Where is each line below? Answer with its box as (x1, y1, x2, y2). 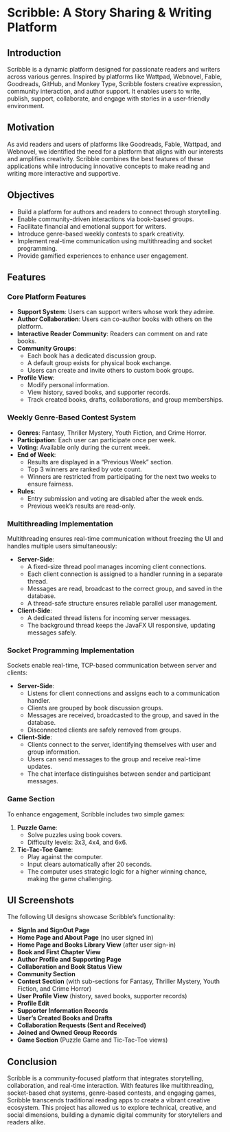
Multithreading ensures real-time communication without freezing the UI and (7, 534, 224, 542)
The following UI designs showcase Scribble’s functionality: (7, 913, 176, 921)
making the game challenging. (27, 874, 113, 883)
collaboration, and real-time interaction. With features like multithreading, (7, 1082, 214, 1090)
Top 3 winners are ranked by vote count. (27, 465, 142, 473)
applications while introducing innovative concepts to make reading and (7, 162, 211, 170)
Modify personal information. (27, 381, 110, 389)
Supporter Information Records (16, 1007, 108, 1015)
